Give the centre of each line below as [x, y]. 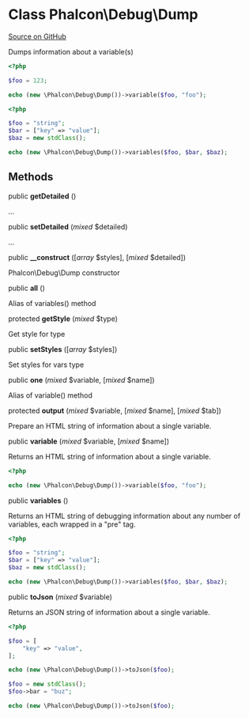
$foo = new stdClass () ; [47, 684]
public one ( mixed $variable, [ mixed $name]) [82, 380]
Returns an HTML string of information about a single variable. [110, 456]
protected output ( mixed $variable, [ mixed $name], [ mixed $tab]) [115, 410]
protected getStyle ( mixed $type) [63, 319]
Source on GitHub [38, 36]
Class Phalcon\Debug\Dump [103, 15]
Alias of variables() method [52, 303]
